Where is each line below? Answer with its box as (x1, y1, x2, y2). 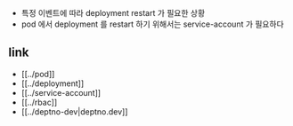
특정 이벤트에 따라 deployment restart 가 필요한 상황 (20, 8, 206, 18)
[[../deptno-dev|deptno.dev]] (20, 106, 128, 117)
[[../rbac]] (20, 97, 58, 107)
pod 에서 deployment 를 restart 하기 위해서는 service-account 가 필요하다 (20, 19, 284, 29)
